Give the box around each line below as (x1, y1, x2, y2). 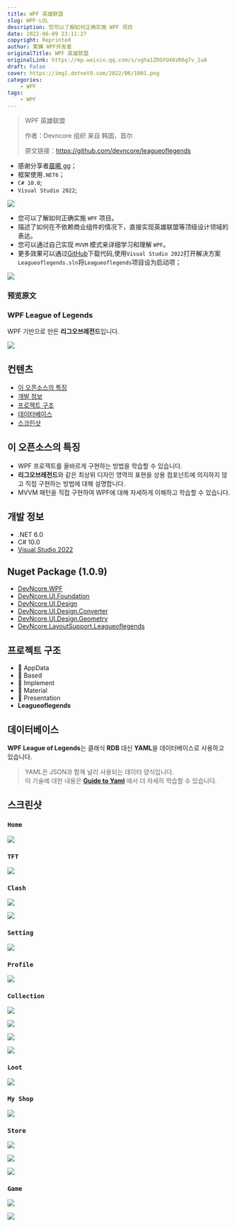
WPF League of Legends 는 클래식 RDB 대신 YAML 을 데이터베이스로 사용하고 (7, 744, 224, 752)
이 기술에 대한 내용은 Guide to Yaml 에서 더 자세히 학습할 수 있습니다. (24, 776, 217, 785)
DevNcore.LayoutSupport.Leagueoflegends (17, 622, 145, 631)
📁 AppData (17, 664, 50, 672)
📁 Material (17, 686, 48, 695)
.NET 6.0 (17, 530, 44, 538)
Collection (7, 992, 45, 1000)
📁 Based (17, 671, 42, 680)
